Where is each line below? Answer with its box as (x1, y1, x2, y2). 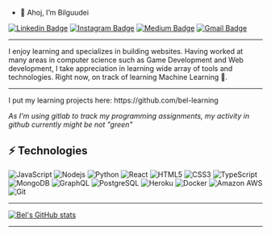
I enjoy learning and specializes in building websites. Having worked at (8, 47, 244, 56)
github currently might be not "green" (8, 120, 133, 129)
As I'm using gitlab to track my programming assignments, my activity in (8, 111, 250, 120)
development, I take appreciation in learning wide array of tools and (8, 64, 233, 73)
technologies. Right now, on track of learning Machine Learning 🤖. (8, 73, 228, 82)
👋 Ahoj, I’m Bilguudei (19, 8, 90, 17)
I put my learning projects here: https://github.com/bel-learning (8, 95, 219, 105)
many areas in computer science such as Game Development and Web (8, 55, 244, 65)
